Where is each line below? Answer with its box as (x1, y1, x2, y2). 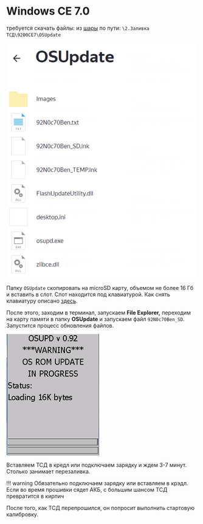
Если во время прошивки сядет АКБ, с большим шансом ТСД (6, 486, 168, 493)
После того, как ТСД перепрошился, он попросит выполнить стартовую (6, 504, 195, 511)
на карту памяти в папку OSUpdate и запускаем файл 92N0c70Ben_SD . (6, 315, 185, 323)
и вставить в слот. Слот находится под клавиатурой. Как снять (6, 291, 170, 298)
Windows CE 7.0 (6, 4, 90, 18)
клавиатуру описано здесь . (6, 297, 78, 305)
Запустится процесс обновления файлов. (6, 322, 114, 329)
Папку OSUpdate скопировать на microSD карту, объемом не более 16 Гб (6, 284, 194, 291)
